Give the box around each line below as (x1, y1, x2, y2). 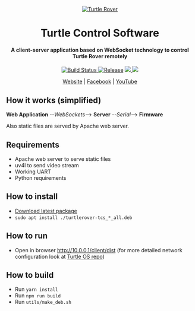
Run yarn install (14, 285, 58, 293)
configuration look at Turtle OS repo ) (14, 253, 105, 260)
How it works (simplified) (6, 95, 102, 105)
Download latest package (14, 207, 77, 214)
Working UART (14, 168, 52, 175)
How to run (6, 231, 48, 241)
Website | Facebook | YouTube (62, 78, 138, 85)
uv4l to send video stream (14, 162, 79, 169)
